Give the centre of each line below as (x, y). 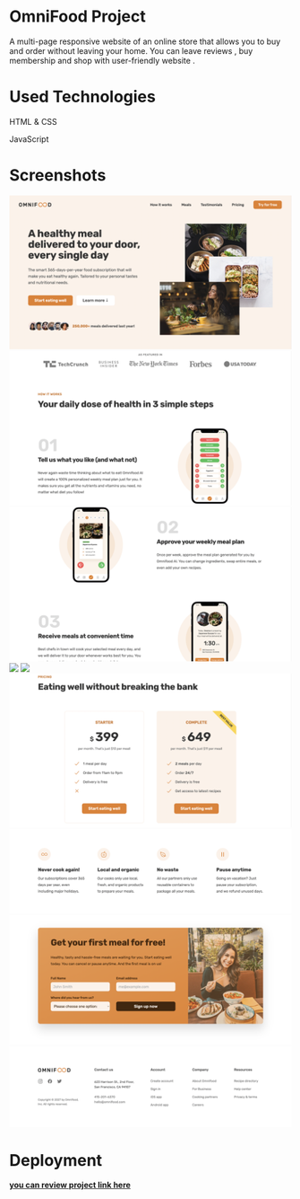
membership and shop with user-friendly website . (102, 60)
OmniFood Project (77, 17)
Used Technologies (83, 97)
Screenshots (58, 176)
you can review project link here (70, 1185)
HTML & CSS (34, 121)
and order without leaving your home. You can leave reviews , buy (131, 50)
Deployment (56, 1160)
